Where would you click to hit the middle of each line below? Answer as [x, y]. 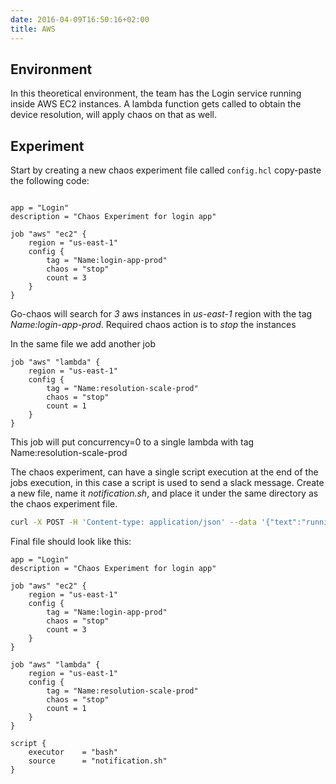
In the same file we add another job [83, 344]
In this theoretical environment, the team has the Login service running [156, 93]
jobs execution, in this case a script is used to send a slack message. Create [167, 483]
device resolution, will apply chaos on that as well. [113, 115]
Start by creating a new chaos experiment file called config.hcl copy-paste [166, 170]
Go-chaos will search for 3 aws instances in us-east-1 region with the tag [161, 314]
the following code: [50, 181]
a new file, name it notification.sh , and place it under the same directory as [164, 493]
